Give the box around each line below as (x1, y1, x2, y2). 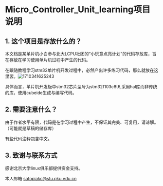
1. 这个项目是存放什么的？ (5, 37, 82, 45)
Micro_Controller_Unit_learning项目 (5, 4, 151, 15)
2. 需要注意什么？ (5, 105, 57, 114)
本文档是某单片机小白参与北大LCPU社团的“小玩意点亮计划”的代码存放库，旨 (5, 51, 157, 56)
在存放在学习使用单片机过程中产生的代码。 (5, 57, 91, 63)
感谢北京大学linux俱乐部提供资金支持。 (5, 165, 83, 171)
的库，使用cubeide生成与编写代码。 (5, 90, 77, 95)
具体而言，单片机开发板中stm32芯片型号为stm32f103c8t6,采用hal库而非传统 (5, 84, 158, 90)
